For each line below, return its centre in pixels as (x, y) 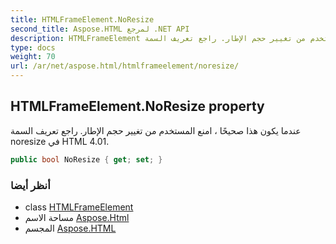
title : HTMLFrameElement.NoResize (82, 19)
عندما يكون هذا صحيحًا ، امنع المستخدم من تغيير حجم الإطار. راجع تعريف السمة (156, 130)
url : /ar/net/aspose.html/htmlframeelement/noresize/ (125, 66)
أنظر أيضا (30, 185)
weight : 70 (33, 57)
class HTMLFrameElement (79, 207)
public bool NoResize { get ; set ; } (86, 159)
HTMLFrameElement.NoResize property (137, 106)
